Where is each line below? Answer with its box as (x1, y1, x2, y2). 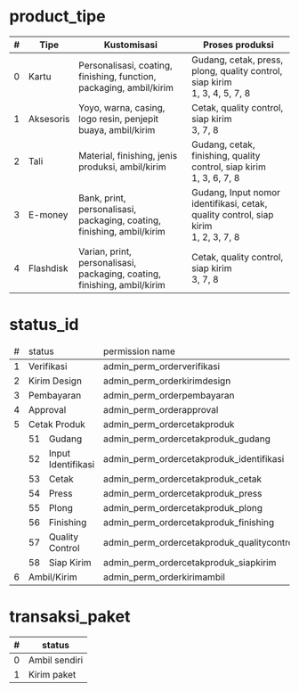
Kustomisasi (103, 38, 158, 51)
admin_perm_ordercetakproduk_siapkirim (102, 556, 277, 568)
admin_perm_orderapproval (102, 403, 219, 416)
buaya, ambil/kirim (78, 123, 156, 136)
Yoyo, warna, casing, (78, 101, 166, 113)
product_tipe (9, 6, 106, 27)
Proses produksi (203, 38, 274, 51)
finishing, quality (190, 149, 261, 161)
